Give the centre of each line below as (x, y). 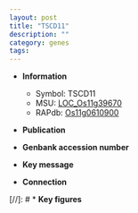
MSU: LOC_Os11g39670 (78, 103)
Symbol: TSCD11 (65, 94)
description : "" (39, 34)
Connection (44, 182)
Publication (44, 130)
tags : (19, 51)
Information (45, 76)
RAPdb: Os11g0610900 (77, 113)
